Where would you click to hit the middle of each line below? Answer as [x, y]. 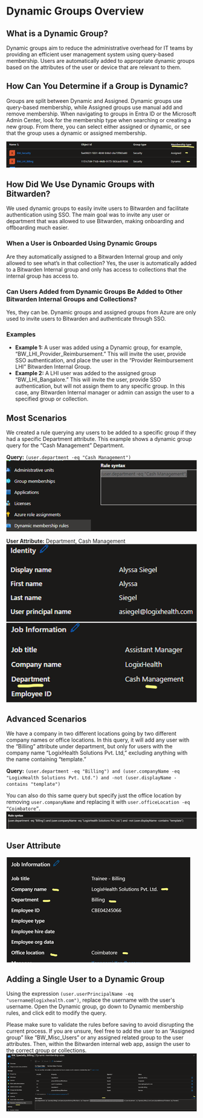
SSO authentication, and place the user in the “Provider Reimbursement [104, 361]
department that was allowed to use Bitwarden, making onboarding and [95, 221]
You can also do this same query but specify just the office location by [94, 796]
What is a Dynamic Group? [57, 34]
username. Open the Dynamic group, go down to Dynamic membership [95, 1007]
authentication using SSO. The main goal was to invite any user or [88, 215]
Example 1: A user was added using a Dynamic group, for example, [98, 348]
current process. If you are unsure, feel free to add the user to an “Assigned [100, 1031]
